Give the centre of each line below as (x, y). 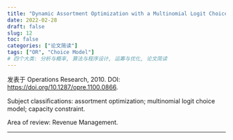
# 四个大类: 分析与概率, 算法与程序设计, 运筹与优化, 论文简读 (87, 59)
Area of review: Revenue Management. (63, 122)
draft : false (26, 26)
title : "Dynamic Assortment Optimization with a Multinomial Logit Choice (118, 14)
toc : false (23, 40)
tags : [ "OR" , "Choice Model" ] (51, 53)
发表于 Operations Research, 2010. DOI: (64, 79)
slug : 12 (20, 33)
